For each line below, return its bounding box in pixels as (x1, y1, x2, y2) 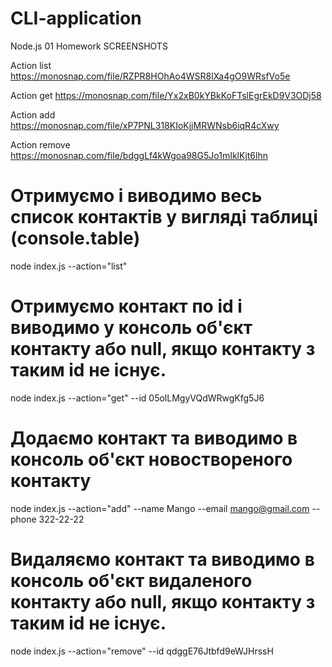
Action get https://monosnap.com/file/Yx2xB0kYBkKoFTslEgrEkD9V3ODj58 (10, 89, 322, 101)
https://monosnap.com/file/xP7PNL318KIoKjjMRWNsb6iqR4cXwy (10, 119, 280, 131)
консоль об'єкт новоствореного (10, 448, 293, 471)
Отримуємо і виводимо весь (10, 185, 263, 207)
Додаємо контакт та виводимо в (10, 427, 298, 449)
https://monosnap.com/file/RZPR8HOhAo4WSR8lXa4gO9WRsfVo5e (10, 70, 291, 82)
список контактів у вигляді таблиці (10, 206, 318, 229)
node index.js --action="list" (10, 260, 128, 272)
